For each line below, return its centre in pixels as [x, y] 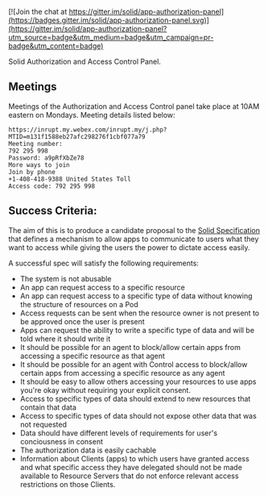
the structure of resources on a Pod [79, 304]
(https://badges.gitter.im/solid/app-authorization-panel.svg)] [109, 20]
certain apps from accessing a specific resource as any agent [122, 373]
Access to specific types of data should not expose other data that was [138, 415]
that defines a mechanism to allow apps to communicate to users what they [134, 239]
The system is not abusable [66, 278]
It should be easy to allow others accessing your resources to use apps [138, 381]
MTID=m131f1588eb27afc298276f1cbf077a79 [77, 136]
